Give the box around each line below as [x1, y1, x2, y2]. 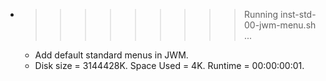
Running [243, 9, 279, 20]
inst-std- [279, 9, 317, 20]
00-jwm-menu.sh [243, 19, 317, 31]
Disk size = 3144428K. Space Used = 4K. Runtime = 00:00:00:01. [34, 60, 305, 71]
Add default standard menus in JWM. [34, 49, 189, 61]
